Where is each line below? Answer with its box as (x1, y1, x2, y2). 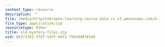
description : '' (5, 12, 38, 17)
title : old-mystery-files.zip (5, 30, 67, 35)
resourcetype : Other (5, 25, 48, 30)
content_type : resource (5, 7, 54, 12)
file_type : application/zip (5, 21, 63, 26)
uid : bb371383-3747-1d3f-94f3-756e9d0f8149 (5, 35, 96, 40)
